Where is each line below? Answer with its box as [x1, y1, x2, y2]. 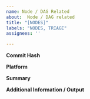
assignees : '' [6, 31, 41, 37]
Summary [6, 75, 31, 82]
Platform [6, 63, 28, 71]
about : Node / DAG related [6, 14, 75, 20]
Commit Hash [6, 52, 40, 59]
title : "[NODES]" [6, 19, 49, 25]
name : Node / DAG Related [6, 8, 69, 15]
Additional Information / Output [6, 86, 84, 93]
